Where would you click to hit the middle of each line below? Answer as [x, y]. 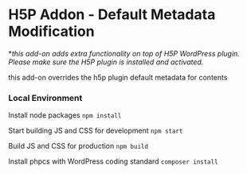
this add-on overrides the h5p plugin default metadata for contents [118, 77]
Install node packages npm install [65, 115]
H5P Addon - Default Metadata [112, 15]
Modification [51, 31]
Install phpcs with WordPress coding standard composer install [113, 161]
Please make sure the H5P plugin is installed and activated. [106, 62]
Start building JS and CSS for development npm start [96, 131]
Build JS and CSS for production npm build [78, 146]
